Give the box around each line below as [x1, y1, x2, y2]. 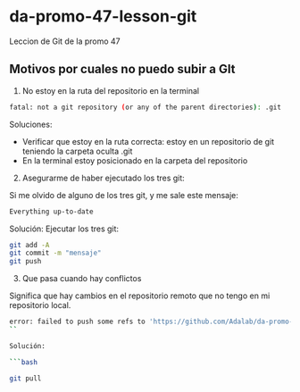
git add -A [9, 240, 50, 249]
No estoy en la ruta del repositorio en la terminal [21, 85, 199, 96]
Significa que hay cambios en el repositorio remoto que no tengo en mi [9, 290, 271, 301]
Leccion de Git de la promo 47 [9, 36, 121, 46]
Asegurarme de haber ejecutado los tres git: [21, 172, 185, 183]
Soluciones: [9, 119, 53, 129]
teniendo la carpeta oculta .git [21, 146, 133, 156]
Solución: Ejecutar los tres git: [9, 223, 119, 234]
